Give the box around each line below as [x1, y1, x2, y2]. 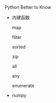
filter [11, 34, 22, 40]
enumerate [11, 82, 34, 88]
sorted [11, 44, 26, 49]
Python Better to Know [4, 4, 51, 10]
